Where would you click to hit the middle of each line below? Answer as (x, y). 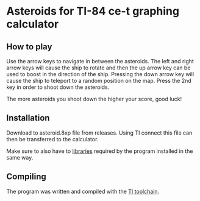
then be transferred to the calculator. (52, 139)
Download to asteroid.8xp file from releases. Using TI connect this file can (99, 133)
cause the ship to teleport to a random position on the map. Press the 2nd (99, 81)
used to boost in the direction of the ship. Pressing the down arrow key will (100, 74)
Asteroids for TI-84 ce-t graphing (93, 11)
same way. (20, 157)
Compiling (27, 177)
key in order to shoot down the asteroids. (58, 87)
